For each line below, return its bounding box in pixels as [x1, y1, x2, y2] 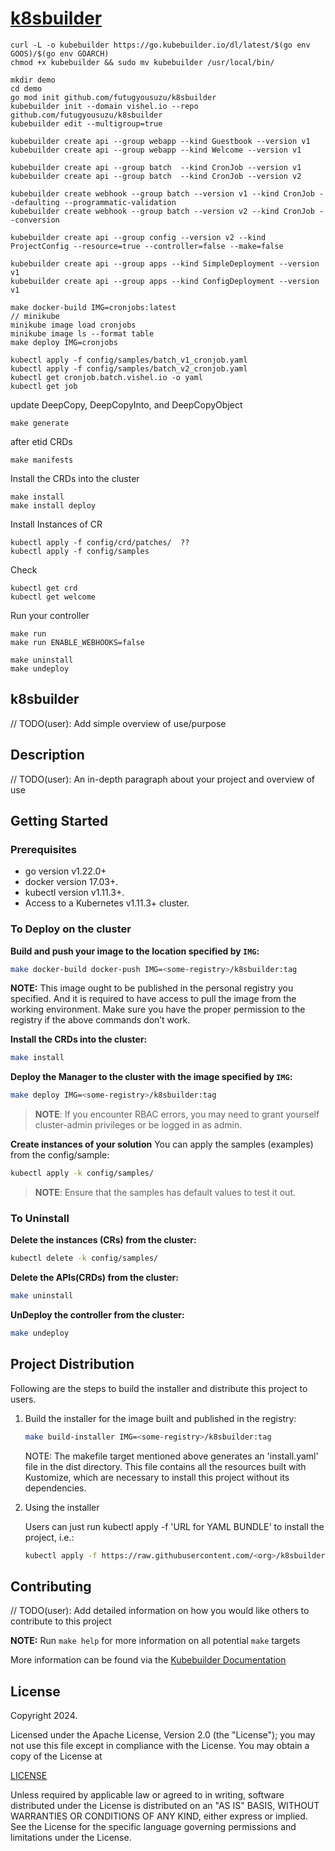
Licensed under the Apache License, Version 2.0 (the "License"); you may [10, 1729, 316, 1741]
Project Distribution [10, 1356, 135, 1373]
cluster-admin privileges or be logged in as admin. [34, 1119, 243, 1131]
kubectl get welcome [10, 592, 97, 602]
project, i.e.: [24, 1531, 75, 1543]
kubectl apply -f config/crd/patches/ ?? [10, 537, 190, 547]
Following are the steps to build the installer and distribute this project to [10, 1382, 308, 1394]
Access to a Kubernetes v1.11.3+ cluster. [24, 897, 190, 909]
